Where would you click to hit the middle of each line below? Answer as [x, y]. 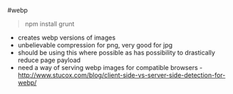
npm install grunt [50, 24]
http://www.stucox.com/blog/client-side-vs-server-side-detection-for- [121, 75]
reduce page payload [49, 60]
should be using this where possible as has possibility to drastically [116, 53]
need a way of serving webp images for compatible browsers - [110, 67]
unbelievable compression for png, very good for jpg [95, 45]
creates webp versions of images [67, 37]
